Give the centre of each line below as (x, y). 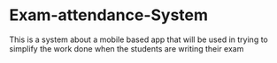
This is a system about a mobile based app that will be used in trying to (138, 39)
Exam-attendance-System (109, 15)
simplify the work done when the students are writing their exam (127, 48)
